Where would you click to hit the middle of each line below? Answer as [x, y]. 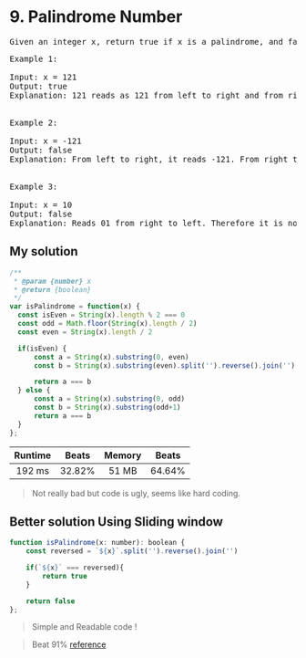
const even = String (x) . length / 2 [85, 332]
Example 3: [34, 186]
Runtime [33, 455]
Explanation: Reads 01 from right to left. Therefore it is [147, 223]
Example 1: [34, 58]
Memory [123, 455]
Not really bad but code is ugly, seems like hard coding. [136, 493]
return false [51, 601]
